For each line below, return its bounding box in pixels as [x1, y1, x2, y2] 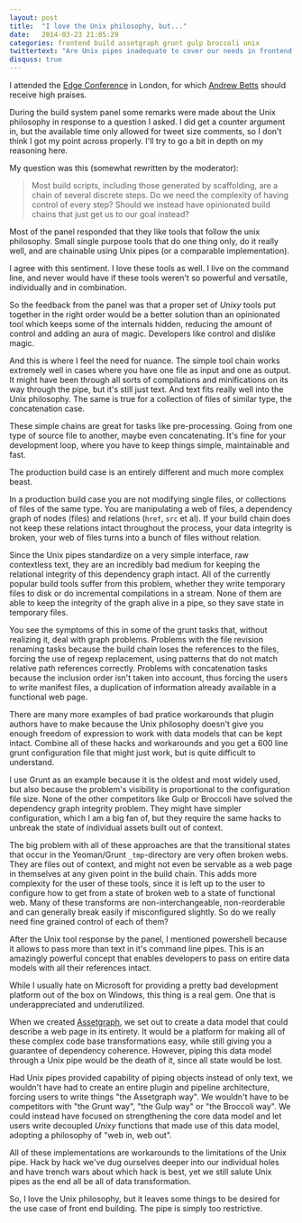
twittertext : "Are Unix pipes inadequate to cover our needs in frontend [9, 47, 293, 56]
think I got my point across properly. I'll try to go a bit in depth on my [9, 136, 264, 146]
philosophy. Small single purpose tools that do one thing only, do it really [9, 236, 279, 246]
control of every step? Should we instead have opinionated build [31, 199, 270, 210]
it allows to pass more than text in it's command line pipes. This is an [9, 944, 264, 954]
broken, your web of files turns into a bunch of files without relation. [9, 533, 261, 543]
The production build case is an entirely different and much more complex [9, 467, 284, 478]
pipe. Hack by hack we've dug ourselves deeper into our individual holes [9, 1157, 279, 1167]
